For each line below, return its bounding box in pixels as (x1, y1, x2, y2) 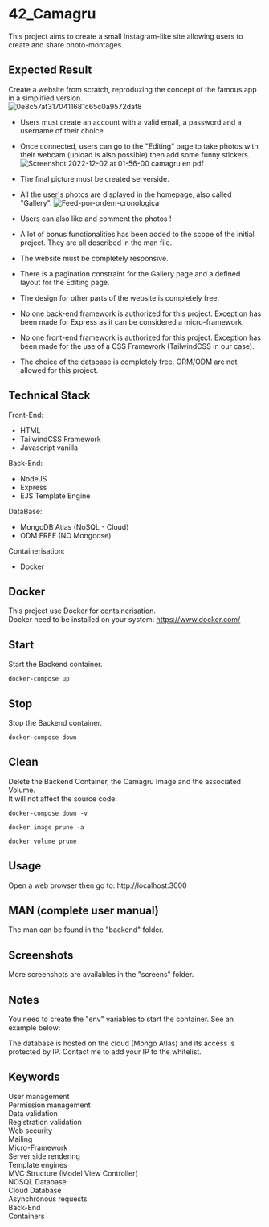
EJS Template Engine (19, 491, 91, 501)
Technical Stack (8, 389, 91, 403)
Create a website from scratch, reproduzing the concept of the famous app (8, 84, 257, 94)
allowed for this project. (19, 365, 99, 374)
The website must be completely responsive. (19, 253, 169, 263)
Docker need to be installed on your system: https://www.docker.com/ (8, 615, 241, 624)
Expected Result (8, 63, 92, 77)
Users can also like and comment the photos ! (19, 214, 172, 223)
